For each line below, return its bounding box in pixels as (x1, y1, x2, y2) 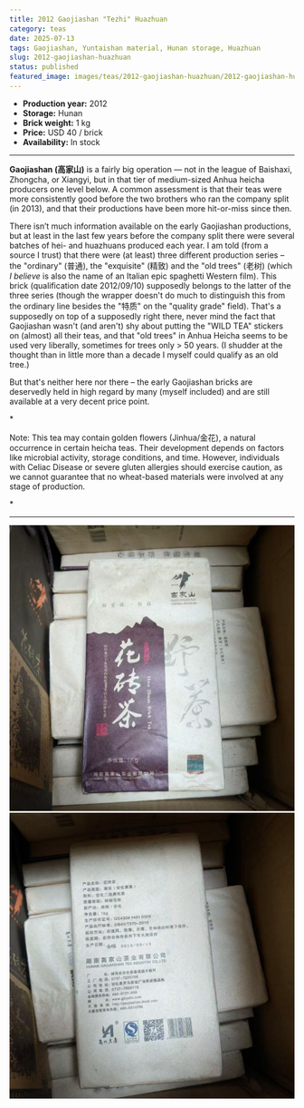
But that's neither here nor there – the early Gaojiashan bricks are (9, 377, 253, 387)
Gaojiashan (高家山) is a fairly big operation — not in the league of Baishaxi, (9, 163, 292, 174)
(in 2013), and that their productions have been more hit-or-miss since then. (9, 202, 292, 213)
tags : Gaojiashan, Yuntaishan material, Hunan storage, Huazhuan (9, 44, 261, 53)
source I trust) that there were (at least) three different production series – (9, 250, 285, 260)
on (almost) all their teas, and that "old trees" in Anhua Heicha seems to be (9, 329, 288, 340)
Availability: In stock (22, 136, 100, 147)
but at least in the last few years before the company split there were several (9, 230, 295, 240)
